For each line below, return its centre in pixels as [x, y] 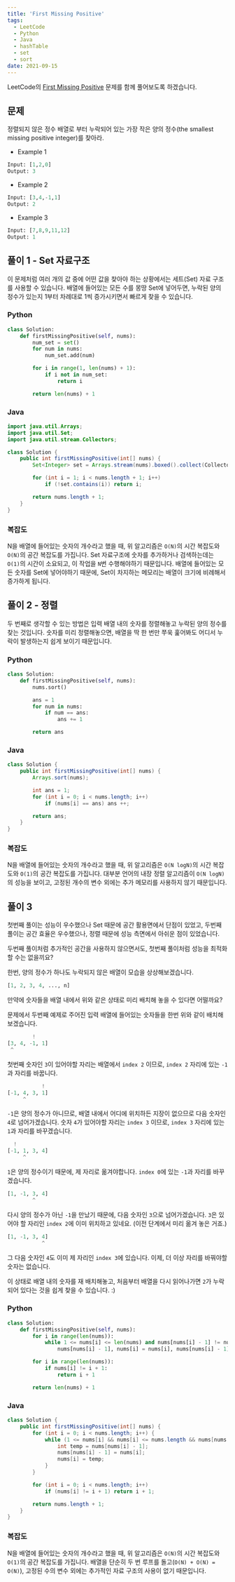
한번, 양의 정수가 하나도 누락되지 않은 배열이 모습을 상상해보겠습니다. [100, 972]
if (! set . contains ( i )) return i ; [93, 485]
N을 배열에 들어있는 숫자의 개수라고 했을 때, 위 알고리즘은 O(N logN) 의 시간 [109, 865]
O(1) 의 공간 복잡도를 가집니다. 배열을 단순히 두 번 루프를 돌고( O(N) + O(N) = [111, 1562]
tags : [15, 20]
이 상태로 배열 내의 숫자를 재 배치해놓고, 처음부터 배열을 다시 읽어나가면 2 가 [109, 1281]
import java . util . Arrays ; [45, 426]
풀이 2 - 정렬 [33, 605]
